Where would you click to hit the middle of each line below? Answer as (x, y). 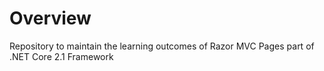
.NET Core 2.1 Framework (61, 56)
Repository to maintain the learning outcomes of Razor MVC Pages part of (162, 46)
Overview (50, 18)
